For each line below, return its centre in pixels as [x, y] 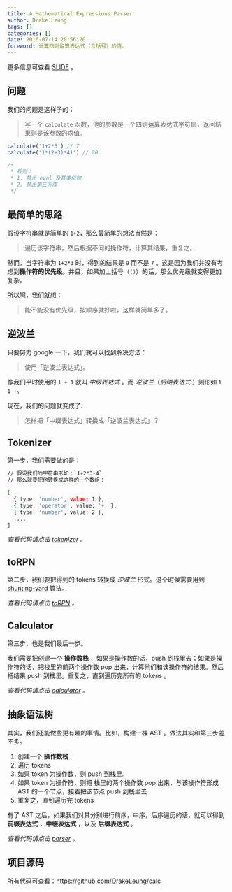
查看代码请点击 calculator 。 [48, 690]
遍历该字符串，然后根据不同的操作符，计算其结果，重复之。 [110, 247]
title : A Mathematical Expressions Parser [70, 14]
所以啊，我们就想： [35, 295]
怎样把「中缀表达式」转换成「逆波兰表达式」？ [92, 420]
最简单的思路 [35, 215]
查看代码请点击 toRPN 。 [43, 603]
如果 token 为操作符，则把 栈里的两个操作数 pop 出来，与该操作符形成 [118, 782]
